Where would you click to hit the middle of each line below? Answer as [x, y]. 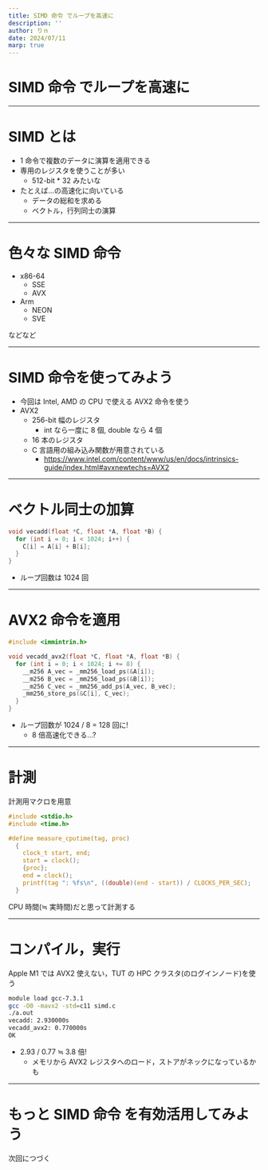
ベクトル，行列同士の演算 [74, 210]
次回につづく [29, 1158]
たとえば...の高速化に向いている [72, 190]
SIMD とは [42, 137]
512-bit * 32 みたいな [66, 180]
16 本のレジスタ [57, 440]
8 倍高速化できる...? [64, 735]
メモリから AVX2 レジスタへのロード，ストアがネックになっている [140, 1061]
